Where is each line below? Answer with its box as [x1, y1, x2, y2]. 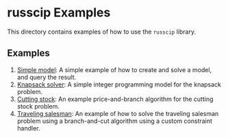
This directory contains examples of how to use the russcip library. [7, 27, 197, 36]
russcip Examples [7, 5, 111, 21]
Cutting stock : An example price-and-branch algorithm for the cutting [16, 95, 214, 103]
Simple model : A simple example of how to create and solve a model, [16, 65, 212, 73]
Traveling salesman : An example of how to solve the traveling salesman [16, 109, 219, 117]
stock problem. [16, 102, 60, 111]
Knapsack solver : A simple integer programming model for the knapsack [16, 80, 221, 89]
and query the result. [16, 73, 77, 81]
